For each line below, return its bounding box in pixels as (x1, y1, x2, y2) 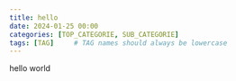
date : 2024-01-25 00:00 (9, 22, 99, 31)
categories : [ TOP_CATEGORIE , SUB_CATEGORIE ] (9, 30, 179, 39)
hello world (9, 63, 51, 74)
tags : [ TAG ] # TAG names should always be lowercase (9, 38, 228, 48)
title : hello (9, 13, 59, 22)
